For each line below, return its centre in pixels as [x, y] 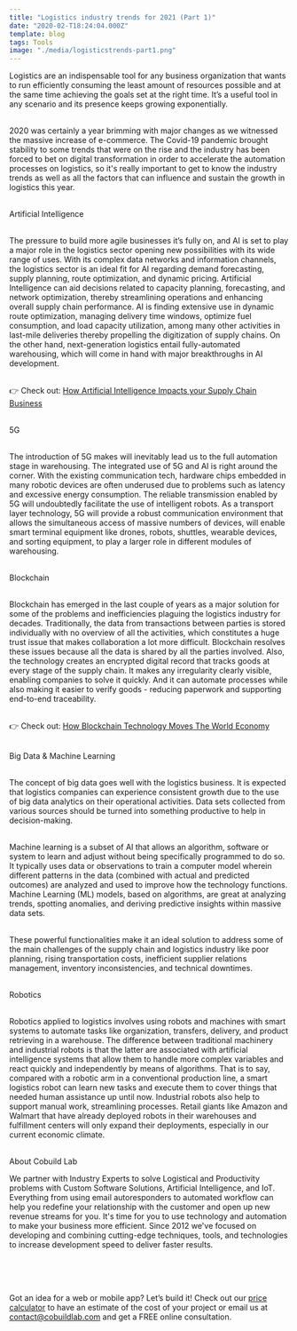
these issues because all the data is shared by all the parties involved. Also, [147, 652]
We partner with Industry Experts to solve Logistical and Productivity [134, 1179]
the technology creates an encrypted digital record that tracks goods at [140, 661]
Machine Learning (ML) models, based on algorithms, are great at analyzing [148, 895]
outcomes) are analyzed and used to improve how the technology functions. [148, 885]
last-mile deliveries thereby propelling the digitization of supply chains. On [145, 335]
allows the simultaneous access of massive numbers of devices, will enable [147, 523]
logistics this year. [42, 187]
